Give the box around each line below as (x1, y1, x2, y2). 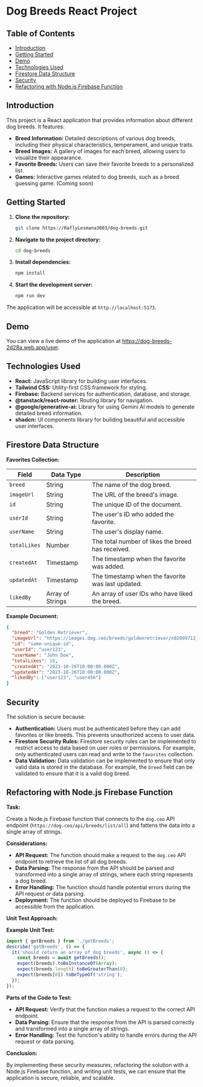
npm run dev (14, 293, 45, 299)
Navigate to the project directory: (14, 236, 101, 243)
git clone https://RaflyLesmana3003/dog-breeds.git (14, 225, 148, 231)
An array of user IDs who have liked (91, 589, 193, 598)
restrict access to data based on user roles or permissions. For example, (14, 744, 196, 751)
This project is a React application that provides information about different (6, 116, 193, 123)
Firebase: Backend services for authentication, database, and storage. (14, 390, 192, 397)
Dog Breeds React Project (6, 4, 137, 18)
